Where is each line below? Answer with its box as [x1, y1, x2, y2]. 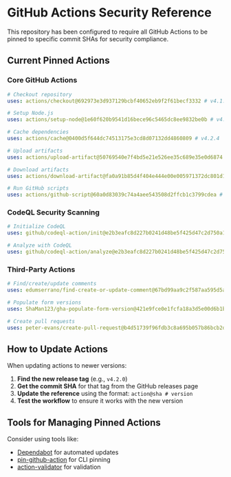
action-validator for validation [16, 463, 101, 472]
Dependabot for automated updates [16, 448, 119, 456]
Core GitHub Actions [7, 76, 78, 85]
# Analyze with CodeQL [7, 242, 72, 249]
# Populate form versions [7, 299, 81, 306]
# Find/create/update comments [7, 280, 97, 287]
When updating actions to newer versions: [7, 362, 127, 370]
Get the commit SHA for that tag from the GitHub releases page [16, 382, 199, 390]
